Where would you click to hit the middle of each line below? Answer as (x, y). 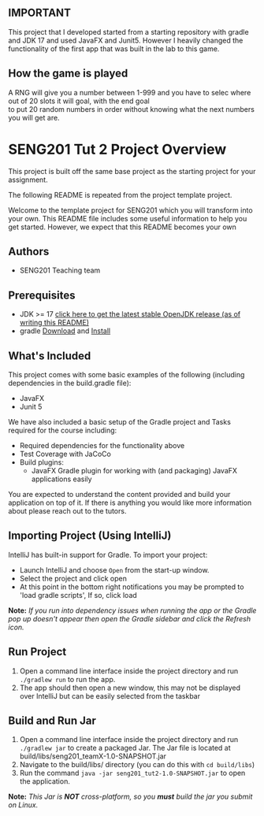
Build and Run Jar (52, 721)
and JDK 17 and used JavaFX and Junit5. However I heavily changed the (126, 40)
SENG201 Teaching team (60, 270)
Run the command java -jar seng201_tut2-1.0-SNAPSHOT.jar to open (132, 773)
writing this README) (54, 323)
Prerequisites (42, 295)
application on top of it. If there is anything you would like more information (130, 503)
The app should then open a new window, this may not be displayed (130, 688)
